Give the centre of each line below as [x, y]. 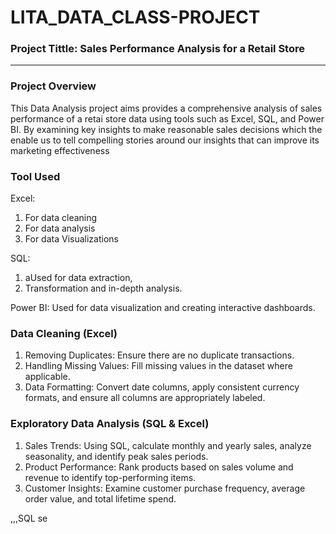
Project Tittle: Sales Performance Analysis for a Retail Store [157, 49]
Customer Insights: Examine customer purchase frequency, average [165, 488]
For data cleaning [61, 218]
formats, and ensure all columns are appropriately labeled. [145, 398]
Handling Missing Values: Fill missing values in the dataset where [158, 366]
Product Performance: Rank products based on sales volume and [159, 467]
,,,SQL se [29, 518]
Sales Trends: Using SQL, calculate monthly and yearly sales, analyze [168, 445]
